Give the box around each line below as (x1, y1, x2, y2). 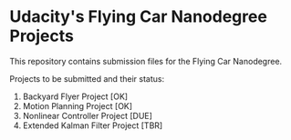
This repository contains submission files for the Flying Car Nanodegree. (9, 55, 283, 66)
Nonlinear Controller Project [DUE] (22, 110, 153, 121)
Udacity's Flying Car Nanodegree (9, 6, 267, 27)
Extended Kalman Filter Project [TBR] (22, 120, 163, 131)
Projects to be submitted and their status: (9, 73, 165, 84)
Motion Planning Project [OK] (22, 100, 133, 111)
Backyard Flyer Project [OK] (22, 91, 129, 102)
